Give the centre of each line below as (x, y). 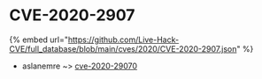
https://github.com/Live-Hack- (123, 39)
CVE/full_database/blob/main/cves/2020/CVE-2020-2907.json (123, 48)
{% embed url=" (39, 39)
